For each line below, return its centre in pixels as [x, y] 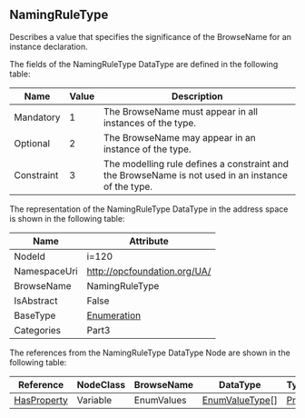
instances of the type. [150, 123]
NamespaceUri [46, 271]
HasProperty [41, 400]
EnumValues [160, 400]
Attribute [149, 241]
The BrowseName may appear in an [179, 137]
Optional [32, 143]
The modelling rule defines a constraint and [196, 164]
